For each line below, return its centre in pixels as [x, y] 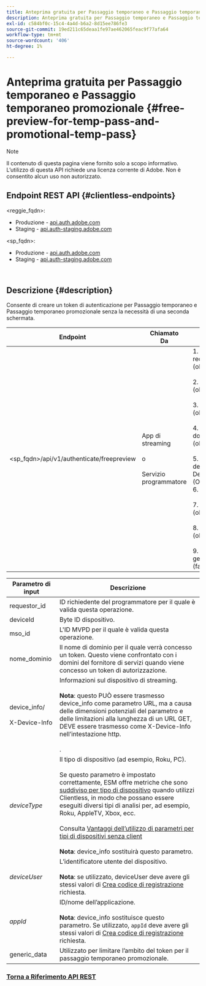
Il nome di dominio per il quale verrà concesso [126, 648]
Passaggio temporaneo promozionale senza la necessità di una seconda [98, 311]
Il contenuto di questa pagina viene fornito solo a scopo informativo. [93, 163]
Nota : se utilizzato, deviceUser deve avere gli [124, 877]
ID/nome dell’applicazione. [97, 902]
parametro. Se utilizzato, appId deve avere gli [124, 925]
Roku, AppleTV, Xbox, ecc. [97, 813]
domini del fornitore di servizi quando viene [122, 663]
